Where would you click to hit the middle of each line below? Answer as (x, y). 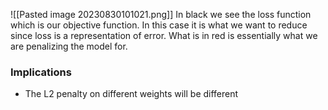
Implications (41, 72)
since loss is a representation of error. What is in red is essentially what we (164, 35)
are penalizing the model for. (69, 46)
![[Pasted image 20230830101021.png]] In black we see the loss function (161, 14)
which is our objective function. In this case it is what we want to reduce (159, 25)
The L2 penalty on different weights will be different (131, 94)
